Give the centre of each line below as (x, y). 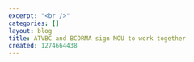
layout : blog (30, 31)
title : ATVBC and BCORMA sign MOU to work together (97, 38)
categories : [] (34, 23)
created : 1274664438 (43, 46)
